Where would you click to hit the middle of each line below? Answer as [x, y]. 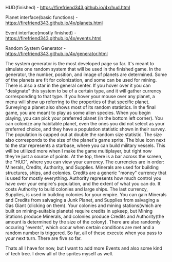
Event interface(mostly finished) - [41, 33]
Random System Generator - [35, 48]
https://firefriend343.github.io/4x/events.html [53, 38]
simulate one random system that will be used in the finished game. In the [83, 69]
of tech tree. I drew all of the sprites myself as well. [59, 254]
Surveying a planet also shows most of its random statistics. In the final [80, 107]
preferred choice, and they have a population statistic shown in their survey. [86, 129]
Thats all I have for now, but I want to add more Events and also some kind [84, 248]
